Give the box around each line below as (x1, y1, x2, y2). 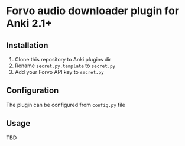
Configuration (6, 86, 59, 96)
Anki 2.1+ (6, 17, 53, 30)
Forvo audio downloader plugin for (6, 4, 179, 18)
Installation (6, 40, 48, 50)
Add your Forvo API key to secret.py (14, 69, 105, 75)
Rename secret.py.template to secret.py (14, 62, 116, 69)
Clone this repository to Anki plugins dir (14, 56, 111, 63)
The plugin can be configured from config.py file (6, 101, 125, 108)
